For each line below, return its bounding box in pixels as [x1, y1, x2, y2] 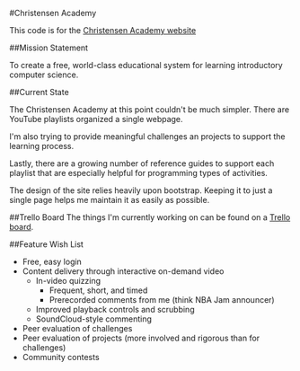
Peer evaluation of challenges [22, 323, 133, 333]
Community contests [22, 352, 101, 362]
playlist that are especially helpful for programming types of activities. [9, 168, 268, 178]
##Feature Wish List [9, 239, 84, 250]
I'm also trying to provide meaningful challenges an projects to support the [9, 131, 286, 142]
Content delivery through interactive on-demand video [22, 266, 225, 277]
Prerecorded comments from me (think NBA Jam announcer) [49, 295, 276, 305]
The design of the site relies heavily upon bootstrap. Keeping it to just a [9, 185, 273, 196]
